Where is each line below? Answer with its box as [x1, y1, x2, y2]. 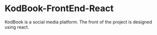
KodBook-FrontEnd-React [4, 3, 114, 14]
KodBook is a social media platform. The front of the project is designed [4, 19, 153, 25]
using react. [4, 24, 29, 30]
